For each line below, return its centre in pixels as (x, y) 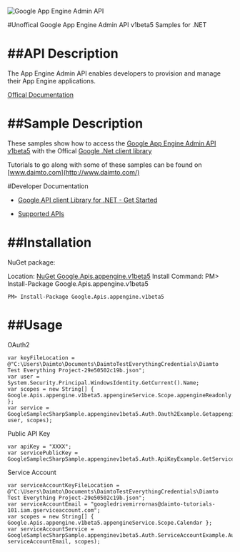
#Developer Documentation (48, 186)
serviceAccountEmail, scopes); (54, 541)
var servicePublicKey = (43, 453)
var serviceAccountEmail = (47, 504)
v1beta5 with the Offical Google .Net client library (80, 150)
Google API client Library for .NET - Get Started (87, 200)
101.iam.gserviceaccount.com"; (54, 510)
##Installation (49, 243)
